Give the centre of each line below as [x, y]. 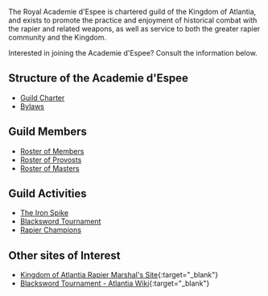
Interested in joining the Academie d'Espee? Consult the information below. [133, 53]
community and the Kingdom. [58, 37]
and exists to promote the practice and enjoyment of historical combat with [133, 20]
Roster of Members [52, 151]
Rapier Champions [51, 230]
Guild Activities [47, 194]
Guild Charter [42, 98]
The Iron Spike [44, 213]
